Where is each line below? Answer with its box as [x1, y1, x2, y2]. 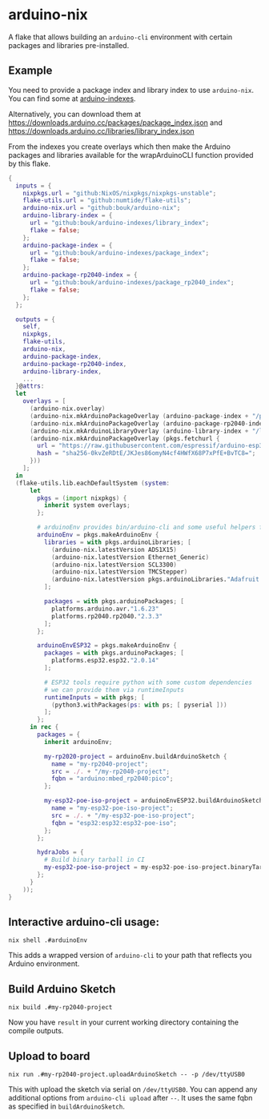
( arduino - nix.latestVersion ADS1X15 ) [50, 545, 178, 553]
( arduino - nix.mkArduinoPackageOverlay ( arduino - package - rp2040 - [29, 419, 249, 428]
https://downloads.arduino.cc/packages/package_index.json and [8, 118, 223, 127]
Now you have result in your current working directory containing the [8, 1017, 239, 1027]
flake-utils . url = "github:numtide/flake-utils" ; [22, 196, 192, 205]
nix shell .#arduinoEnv [8, 936, 88, 944]
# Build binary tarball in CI [43, 855, 146, 864]
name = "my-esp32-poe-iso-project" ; [50, 804, 174, 812]
